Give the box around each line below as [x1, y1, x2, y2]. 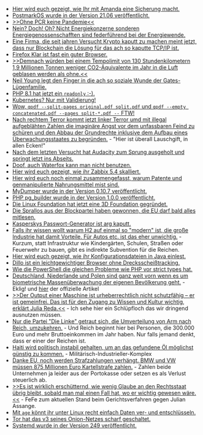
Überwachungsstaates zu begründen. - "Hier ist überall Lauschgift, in [12, 135, 188, 143]
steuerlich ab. [12, 376, 47, 384]
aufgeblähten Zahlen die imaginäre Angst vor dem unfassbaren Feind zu [12, 123, 195, 129]
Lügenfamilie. [12, 83, 47, 91]
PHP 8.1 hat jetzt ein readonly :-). [12, 90, 95, 97]
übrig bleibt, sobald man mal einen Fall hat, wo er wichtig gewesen [12, 389, 181, 396]
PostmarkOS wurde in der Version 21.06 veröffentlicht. [12, 12, 150, 19]
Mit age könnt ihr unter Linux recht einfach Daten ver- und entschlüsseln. [12, 409, 196, 416]
